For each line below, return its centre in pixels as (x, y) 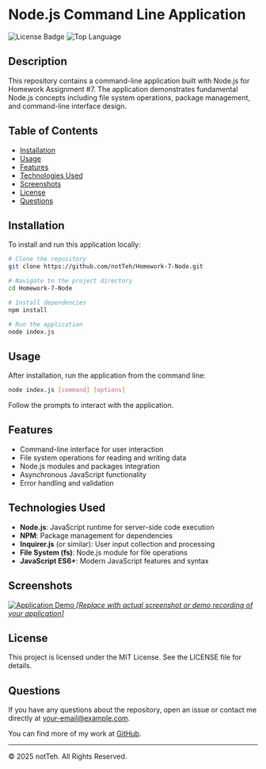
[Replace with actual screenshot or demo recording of (165, 605)
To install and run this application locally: (74, 244)
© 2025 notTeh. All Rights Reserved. (68, 756)
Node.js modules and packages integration (90, 466)
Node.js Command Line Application (127, 15)
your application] (36, 613)
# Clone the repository (47, 260)
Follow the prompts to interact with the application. (91, 406)
